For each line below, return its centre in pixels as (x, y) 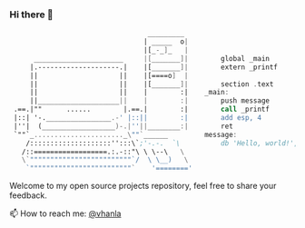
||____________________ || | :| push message (150, 101)
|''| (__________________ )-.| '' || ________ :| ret (123, 126)
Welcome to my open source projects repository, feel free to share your (143, 186)
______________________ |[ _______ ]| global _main (152, 58)
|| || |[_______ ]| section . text (152, 84)
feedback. (28, 195)
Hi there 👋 (32, 15)
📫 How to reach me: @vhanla (65, 213)
